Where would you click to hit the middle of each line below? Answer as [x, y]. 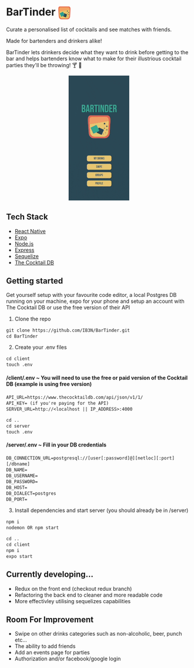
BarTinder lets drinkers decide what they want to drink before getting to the [97, 52]
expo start [19, 556]
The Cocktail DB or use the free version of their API [68, 307]
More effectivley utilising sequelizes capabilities [73, 601]
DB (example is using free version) [49, 384]
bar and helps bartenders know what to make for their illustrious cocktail [94, 58]
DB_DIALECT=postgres [31, 493]
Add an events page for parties [52, 653]
